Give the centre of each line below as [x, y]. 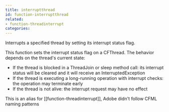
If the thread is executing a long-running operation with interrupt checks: [88, 78]
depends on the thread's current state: [45, 58]
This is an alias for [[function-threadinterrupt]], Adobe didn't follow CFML [81, 99]
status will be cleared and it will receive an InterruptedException [79, 73]
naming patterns [22, 104]
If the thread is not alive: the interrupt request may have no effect [80, 89]
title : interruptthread [30, 10]
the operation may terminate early [48, 84]
